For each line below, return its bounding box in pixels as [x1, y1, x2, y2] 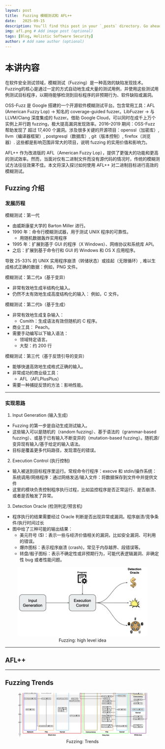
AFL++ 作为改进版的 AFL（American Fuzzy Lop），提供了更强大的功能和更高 [5, 150, 159, 156]
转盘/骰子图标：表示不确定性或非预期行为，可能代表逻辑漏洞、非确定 [19, 550, 159, 556]
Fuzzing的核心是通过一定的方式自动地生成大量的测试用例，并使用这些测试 [5, 86, 155, 92]
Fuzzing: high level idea [58, 637, 107, 643]
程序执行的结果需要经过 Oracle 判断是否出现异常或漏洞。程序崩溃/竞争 [12, 513, 155, 519]
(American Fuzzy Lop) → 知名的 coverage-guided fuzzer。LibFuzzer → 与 [5, 108, 155, 114]
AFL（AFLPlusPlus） [19, 375, 62, 381]
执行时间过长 [18, 520, 44, 526]
